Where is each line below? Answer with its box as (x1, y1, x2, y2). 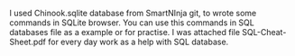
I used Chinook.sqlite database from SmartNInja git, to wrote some (9, 8, 257, 18)
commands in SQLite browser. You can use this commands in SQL (9, 17, 254, 28)
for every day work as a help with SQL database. (48, 36, 229, 47)
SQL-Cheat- (242, 27, 287, 37)
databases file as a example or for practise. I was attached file (9, 27, 241, 37)
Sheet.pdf (9, 36, 47, 47)
